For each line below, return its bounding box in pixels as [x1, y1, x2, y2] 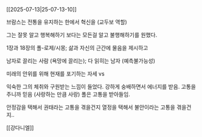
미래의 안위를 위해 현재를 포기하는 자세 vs [6, 70, 105, 77]
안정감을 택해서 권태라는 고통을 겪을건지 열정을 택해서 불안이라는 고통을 [6, 104, 175, 111]
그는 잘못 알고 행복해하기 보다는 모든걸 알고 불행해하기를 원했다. [6, 31, 158, 38]
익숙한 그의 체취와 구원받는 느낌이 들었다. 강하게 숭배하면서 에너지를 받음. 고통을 [6, 83, 197, 90]
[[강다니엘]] [6, 124, 34, 131]
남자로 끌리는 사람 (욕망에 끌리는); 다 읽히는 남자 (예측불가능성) [6, 57, 156, 64]
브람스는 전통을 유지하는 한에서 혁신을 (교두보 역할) [6, 18, 128, 26]
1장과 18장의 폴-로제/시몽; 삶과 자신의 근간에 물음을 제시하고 [6, 44, 148, 51]
